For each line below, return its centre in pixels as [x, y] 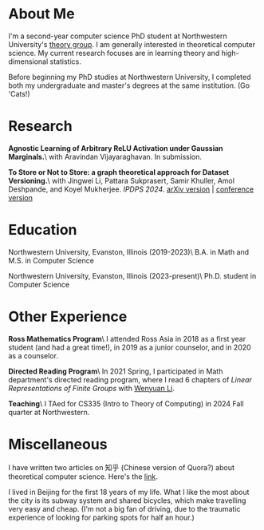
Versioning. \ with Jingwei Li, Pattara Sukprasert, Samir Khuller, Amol [122, 180]
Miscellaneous [58, 444]
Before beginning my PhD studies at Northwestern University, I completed [130, 77]
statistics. [65, 61]
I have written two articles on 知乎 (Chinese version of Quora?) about [122, 467]
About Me [41, 14]
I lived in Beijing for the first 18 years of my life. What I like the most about [129, 492]
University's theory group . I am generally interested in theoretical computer [132, 44]
